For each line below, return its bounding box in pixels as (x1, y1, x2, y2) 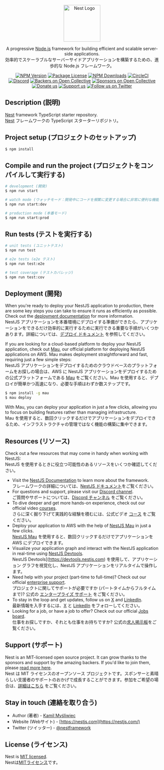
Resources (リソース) (5, 437, 70, 446)
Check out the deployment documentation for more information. (5, 313, 134, 319)
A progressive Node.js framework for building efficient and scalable (6, 46, 143, 51)
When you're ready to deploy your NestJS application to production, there (5, 303, 154, 309)
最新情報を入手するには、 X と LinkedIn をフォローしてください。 (12, 603, 143, 608)
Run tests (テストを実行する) (5, 230, 92, 238)
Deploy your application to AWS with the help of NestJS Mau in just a (12, 522, 151, 528)
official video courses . (12, 505, 57, 511)
